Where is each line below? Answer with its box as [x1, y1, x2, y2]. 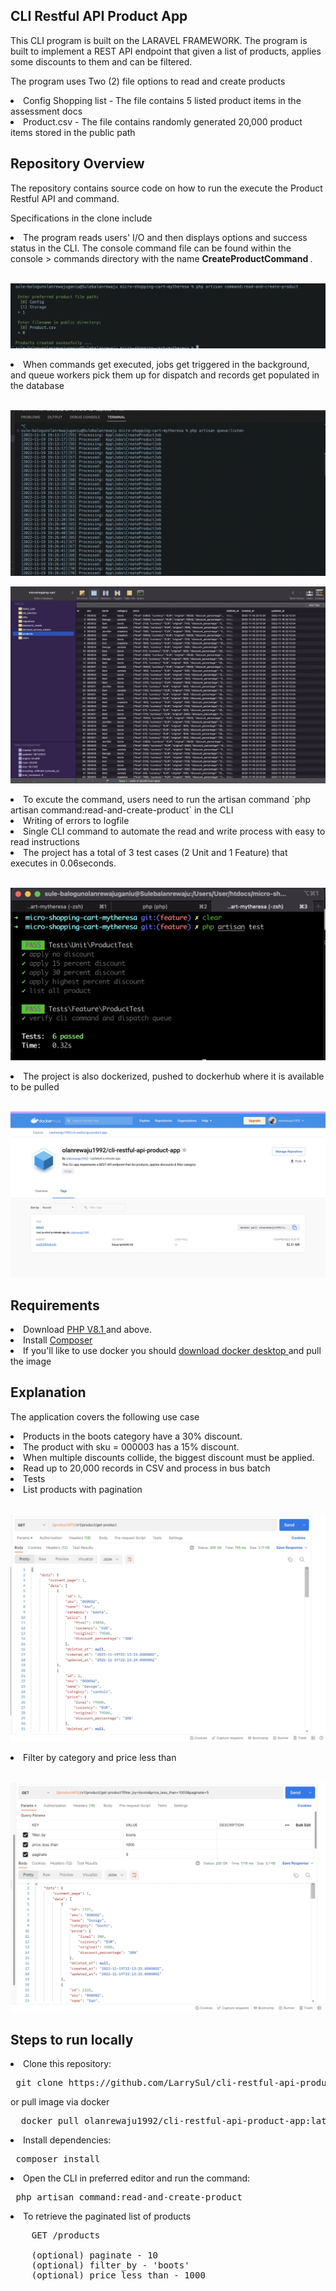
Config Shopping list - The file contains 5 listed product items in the [23, 94, 302, 106]
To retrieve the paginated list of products [23, 2210, 192, 2222]
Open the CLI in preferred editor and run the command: [23, 2172, 251, 2184]
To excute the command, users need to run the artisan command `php [23, 794, 312, 806]
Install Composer [23, 1334, 93, 1346]
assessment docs [10, 105, 83, 117]
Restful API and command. [10, 192, 120, 204]
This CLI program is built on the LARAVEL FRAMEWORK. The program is [10, 34, 308, 46]
